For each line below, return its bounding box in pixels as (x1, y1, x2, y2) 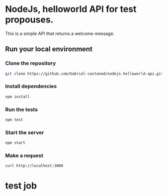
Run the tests (5, 106, 38, 113)
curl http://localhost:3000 (5, 163, 64, 169)
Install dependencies (5, 83, 57, 90)
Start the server (5, 129, 44, 136)
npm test (5, 117, 23, 122)
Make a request (5, 152, 44, 159)
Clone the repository (5, 60, 56, 67)
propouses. (5, 14, 54, 25)
